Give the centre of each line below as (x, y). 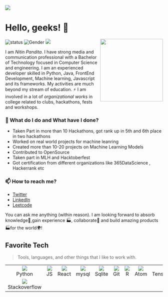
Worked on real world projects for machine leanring (65, 141)
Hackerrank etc (28, 168)
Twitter (20, 194)
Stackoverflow (24, 287)
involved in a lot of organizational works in (49, 96)
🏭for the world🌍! (24, 227)
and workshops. (22, 107)
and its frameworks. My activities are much (49, 83)
